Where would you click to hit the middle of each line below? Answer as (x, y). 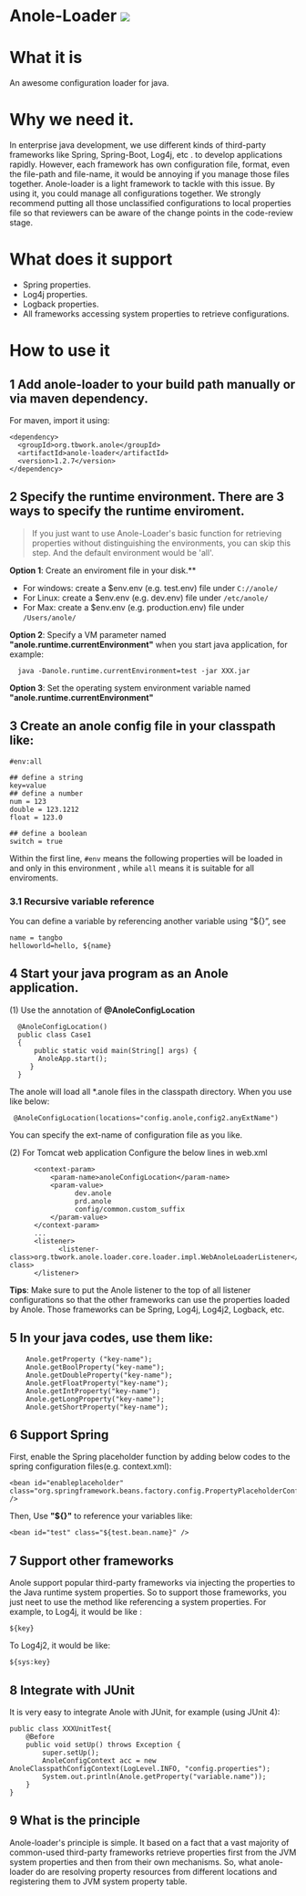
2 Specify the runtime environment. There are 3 (147, 497)
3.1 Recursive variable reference (82, 901)
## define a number (46, 793)
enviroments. (34, 878)
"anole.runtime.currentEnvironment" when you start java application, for (149, 644)
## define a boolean (49, 833)
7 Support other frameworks (92, 1561)
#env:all (26, 761)
